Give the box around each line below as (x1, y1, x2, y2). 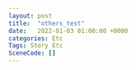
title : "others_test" (8, 19, 85, 27)
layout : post (8, 11, 53, 20)
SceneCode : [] (8, 49, 57, 57)
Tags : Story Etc (8, 42, 63, 50)
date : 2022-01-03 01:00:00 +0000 (8, 27, 129, 35)
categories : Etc (8, 34, 63, 43)
